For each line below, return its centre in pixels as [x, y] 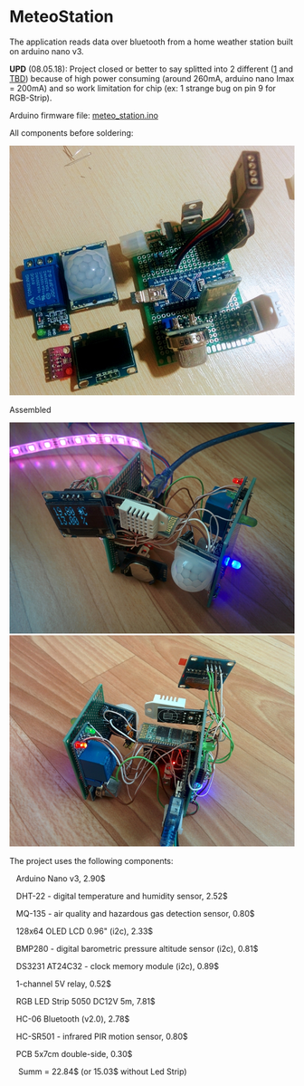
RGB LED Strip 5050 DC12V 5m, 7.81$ [85, 1002]
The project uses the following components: [91, 861]
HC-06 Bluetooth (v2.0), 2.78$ [73, 1019]
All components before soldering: [71, 132]
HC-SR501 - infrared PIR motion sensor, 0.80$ [102, 1037]
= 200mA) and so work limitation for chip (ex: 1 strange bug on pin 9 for [142, 88]
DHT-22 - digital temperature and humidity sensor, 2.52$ [122, 896]
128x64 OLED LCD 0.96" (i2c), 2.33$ [85, 931]
